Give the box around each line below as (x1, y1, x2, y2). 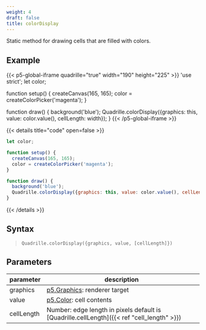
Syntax (6, 224, 34, 234)
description (104, 275, 139, 283)
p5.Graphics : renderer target (47, 285, 129, 294)
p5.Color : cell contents (47, 296, 112, 304)
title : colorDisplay (6, 20, 59, 26)
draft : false (6, 15, 40, 21)
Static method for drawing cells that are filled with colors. (6, 37, 151, 45)
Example (6, 55, 40, 65)
